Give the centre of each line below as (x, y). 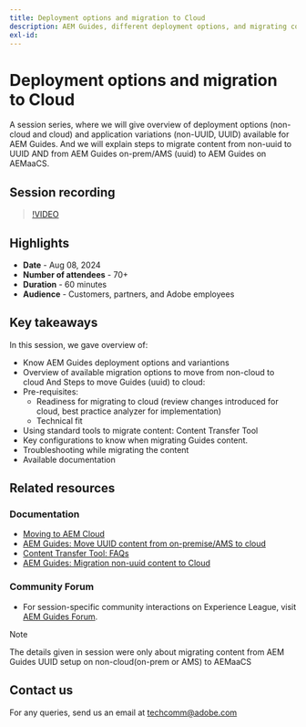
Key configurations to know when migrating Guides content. (135, 440)
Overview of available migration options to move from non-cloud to (148, 372)
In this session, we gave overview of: (79, 344)
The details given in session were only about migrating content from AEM (147, 652)
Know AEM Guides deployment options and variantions (126, 363)
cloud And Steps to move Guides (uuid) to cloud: (114, 382)
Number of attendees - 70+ (76, 274)
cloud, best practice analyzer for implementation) (128, 411)
